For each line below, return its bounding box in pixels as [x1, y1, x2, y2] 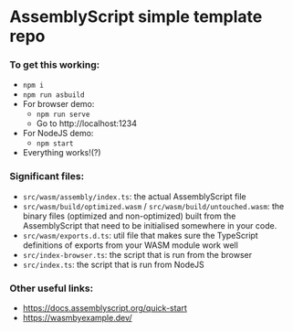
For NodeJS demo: [22, 128, 94, 139]
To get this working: [9, 59, 100, 71]
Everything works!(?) [22, 147, 102, 158]
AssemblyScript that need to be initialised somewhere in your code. [22, 220, 277, 230]
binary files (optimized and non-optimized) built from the [22, 210, 236, 221]
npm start [36, 139, 75, 148]
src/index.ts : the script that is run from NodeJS [22, 259, 205, 270]
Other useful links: [9, 282, 94, 295]
